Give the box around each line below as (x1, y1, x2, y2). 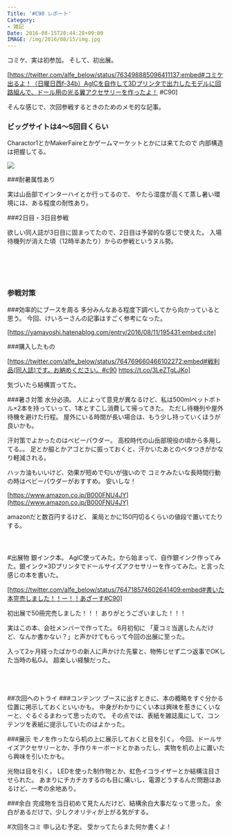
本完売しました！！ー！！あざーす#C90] (7, 594, 123, 602)
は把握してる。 (7, 147, 50, 156)
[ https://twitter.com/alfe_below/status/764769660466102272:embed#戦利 (7, 357, 220, 365)
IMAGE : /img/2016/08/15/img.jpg (7, 36, 100, 43)
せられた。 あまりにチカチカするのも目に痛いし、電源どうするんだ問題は (7, 775, 215, 784)
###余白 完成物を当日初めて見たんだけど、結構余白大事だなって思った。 (7, 799, 215, 807)
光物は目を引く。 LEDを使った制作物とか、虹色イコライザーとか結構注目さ (7, 767, 221, 775)
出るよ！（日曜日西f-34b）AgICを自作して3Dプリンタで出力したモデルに (7, 79, 215, 88)
